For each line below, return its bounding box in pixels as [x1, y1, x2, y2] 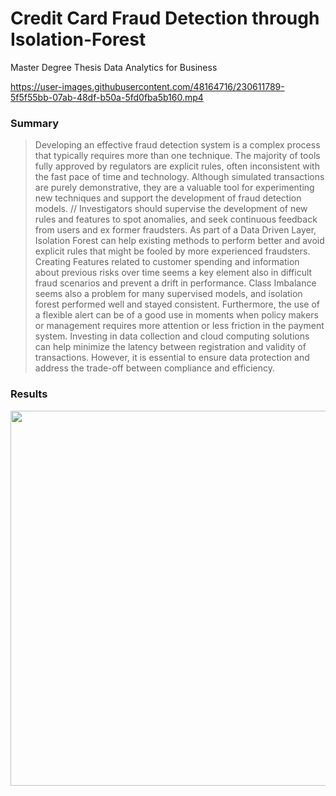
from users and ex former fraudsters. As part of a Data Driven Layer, [34, 224, 317, 236]
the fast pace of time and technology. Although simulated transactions [34, 171, 325, 183]
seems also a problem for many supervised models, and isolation [34, 288, 303, 300]
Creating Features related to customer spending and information [34, 256, 300, 268]
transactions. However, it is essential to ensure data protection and [34, 352, 310, 364]
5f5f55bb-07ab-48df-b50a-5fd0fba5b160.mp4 [10, 91, 204, 103]
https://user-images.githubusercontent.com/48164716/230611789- [10, 80, 285, 92]
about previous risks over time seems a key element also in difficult [34, 267, 313, 279]
